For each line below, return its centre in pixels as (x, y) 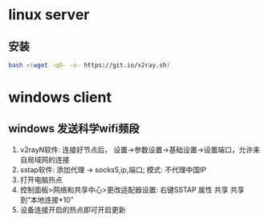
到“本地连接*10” (47, 200)
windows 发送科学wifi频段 (74, 129)
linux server (49, 15)
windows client (60, 97)
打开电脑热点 (41, 180)
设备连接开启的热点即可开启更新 (73, 209)
